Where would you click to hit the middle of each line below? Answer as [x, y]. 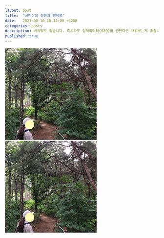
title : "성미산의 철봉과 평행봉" [35, 15]
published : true [21, 36]
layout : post [18, 10]
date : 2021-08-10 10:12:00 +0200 [41, 21]
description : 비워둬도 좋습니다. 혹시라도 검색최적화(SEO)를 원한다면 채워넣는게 [76, 31]
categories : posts [24, 26]
